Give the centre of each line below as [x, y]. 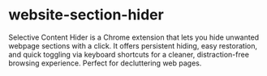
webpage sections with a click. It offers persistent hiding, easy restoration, [133, 45]
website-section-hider [86, 15]
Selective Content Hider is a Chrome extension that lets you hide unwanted [134, 37]
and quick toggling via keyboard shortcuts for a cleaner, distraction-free [129, 54]
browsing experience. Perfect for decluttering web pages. [105, 63]
